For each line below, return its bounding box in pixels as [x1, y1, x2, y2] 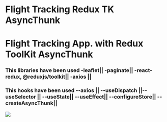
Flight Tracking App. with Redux [5, 38, 144, 50]
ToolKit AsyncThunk [5, 48, 93, 60]
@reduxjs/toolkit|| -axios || [22, 73, 92, 80]
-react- [134, 67, 153, 74]
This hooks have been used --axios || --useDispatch [5, 87, 137, 94]
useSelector [5, 93, 36, 101]
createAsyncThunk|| [5, 100, 58, 107]
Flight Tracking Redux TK [5, 4, 115, 15]
